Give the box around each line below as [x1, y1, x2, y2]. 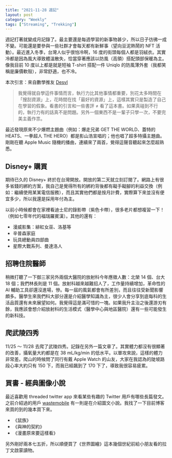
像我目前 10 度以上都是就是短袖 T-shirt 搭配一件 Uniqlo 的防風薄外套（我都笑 [5, 62, 166, 68]
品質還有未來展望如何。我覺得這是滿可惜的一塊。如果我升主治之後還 [9, 300, 154, 306]
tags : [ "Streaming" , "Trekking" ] [5, 21, 77, 27]
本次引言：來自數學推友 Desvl [5, 79, 68, 85]
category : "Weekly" [5, 17, 47, 22]
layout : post [5, 12, 33, 17]
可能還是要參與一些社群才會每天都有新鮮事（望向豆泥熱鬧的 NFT [18, 43, 155, 49]
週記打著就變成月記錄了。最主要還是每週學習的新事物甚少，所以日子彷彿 [5, 36, 158, 42]
